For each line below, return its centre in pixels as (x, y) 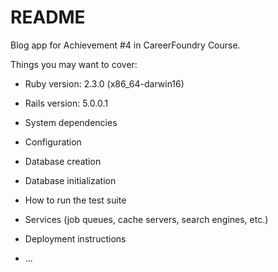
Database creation (63, 161)
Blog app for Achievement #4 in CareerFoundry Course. (125, 45)
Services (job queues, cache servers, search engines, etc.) (146, 219)
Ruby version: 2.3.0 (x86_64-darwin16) (104, 83)
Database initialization (70, 180)
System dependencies (71, 122)
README (48, 17)
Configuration (53, 142)
